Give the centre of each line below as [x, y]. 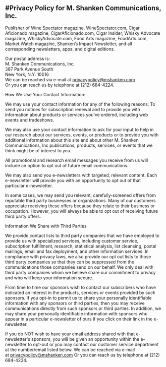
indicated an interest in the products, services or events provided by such [80, 293]
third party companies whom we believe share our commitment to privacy [81, 272]
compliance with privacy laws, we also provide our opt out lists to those [78, 256]
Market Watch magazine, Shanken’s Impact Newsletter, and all [69, 44]
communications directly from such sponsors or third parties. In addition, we [83, 308]
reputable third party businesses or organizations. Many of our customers [81, 200]
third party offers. [23, 216]
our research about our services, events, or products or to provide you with [82, 135]
